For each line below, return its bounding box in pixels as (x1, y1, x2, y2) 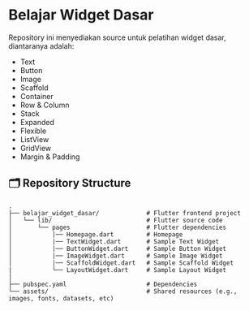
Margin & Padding (19, 152, 80, 162)
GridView (19, 143, 52, 153)
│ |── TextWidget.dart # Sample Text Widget (8, 237, 220, 245)
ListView (19, 134, 49, 144)
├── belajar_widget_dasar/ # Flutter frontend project (8, 209, 242, 217)
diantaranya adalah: (8, 41, 75, 50)
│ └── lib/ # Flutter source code (8, 216, 223, 224)
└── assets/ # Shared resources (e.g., (8, 287, 238, 296)
